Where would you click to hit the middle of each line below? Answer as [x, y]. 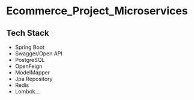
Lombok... [27, 91]
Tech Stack [28, 33]
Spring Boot [30, 47]
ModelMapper [32, 72]
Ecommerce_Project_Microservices [97, 11]
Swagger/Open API [39, 54]
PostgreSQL [30, 60]
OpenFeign [29, 66]
